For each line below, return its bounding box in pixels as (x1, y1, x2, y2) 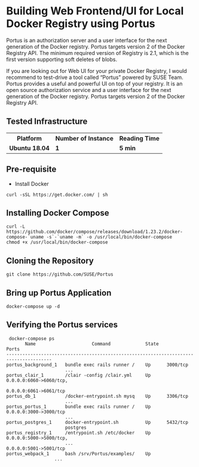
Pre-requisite (6, 164, 57, 175)
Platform (17, 134, 42, 142)
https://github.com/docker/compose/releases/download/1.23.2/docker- (6, 229, 183, 235)
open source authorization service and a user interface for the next (6, 86, 172, 93)
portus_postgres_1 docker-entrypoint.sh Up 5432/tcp (6, 419, 188, 425)
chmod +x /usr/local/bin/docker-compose (6, 239, 109, 246)
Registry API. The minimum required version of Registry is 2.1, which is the (6, 49, 189, 56)
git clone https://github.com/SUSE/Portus (6, 271, 114, 277)
